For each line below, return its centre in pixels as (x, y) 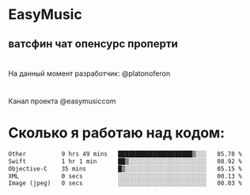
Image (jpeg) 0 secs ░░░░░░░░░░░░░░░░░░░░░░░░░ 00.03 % (125, 183)
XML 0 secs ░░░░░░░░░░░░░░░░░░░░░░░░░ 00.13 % (125, 176)
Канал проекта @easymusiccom (62, 101)
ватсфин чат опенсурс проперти (93, 44)
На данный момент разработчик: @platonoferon (89, 73)
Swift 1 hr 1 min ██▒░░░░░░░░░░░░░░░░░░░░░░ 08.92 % (125, 161)
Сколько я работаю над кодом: (117, 133)
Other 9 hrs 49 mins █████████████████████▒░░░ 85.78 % (125, 154)
